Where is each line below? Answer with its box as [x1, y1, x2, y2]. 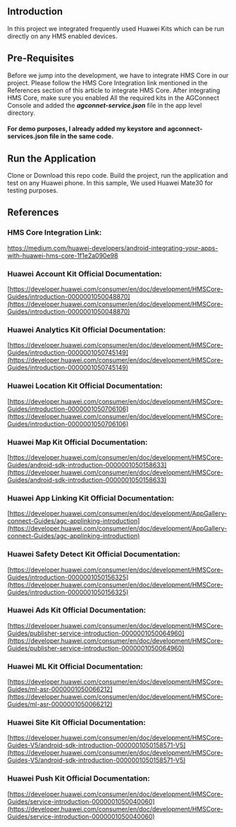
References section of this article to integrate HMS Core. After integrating [7, 86, 221, 94]
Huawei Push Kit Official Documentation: [7, 773, 150, 783]
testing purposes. [7, 186, 58, 195]
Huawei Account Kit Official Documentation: [7, 269, 162, 278]
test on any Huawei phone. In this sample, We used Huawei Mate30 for [7, 179, 213, 188]
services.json [7, 132, 49, 140]
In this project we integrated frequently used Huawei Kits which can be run [7, 24, 224, 32]
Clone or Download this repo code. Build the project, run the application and [7, 171, 228, 180]
